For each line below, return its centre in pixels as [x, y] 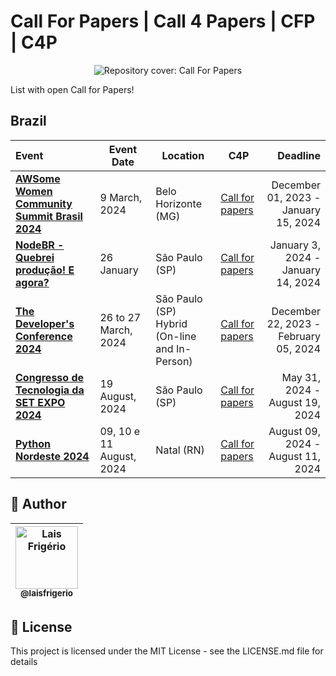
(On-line [176, 336]
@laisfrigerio [46, 593]
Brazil [28, 121]
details [24, 662]
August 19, [294, 402]
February [299, 336]
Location [183, 155]
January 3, [295, 245]
